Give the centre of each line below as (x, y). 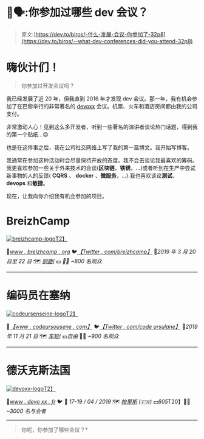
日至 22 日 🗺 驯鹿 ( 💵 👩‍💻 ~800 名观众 (54, 261)
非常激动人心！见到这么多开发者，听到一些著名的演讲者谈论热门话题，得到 (99, 127)
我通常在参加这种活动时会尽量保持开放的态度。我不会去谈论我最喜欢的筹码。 (102, 160)
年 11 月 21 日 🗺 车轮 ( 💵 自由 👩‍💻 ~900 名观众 (63, 336)
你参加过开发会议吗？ (48, 85)
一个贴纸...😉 (32, 134)
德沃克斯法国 (39, 371)
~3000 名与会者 (26, 411)
